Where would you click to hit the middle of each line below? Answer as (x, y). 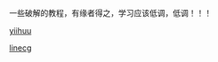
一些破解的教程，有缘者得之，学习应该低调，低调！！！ (110, 13)
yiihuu (20, 31)
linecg (20, 48)
